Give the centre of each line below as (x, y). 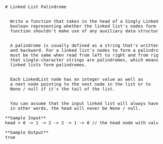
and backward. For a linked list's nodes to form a (73, 50)
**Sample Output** (27, 132)
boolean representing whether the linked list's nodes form (83, 26)
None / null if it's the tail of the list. (63, 89)
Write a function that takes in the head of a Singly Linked (84, 21)
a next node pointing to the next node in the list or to (81, 84)
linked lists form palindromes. (49, 65)
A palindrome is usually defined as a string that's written (84, 45)
